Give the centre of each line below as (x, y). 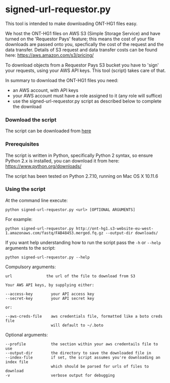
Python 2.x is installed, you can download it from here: (62, 161)
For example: (19, 219)
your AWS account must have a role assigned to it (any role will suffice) (87, 95)
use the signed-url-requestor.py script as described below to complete (87, 101)
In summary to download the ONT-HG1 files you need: (62, 80)
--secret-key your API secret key (50, 298)
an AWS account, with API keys (46, 90)
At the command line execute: (36, 200)
